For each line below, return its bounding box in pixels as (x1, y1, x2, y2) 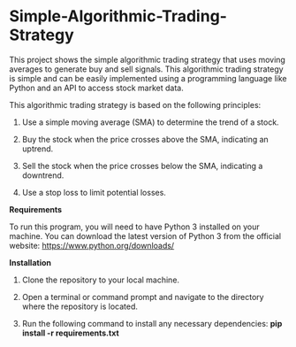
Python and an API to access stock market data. (9, 82, 184, 93)
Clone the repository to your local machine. (21, 274, 179, 285)
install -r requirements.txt (21, 328, 119, 338)
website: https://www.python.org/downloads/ (9, 240, 175, 251)
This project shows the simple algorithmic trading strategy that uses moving (9, 54, 285, 65)
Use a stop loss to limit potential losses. (21, 187, 166, 197)
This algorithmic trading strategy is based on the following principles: (9, 99, 262, 110)
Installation (9, 257, 51, 267)
